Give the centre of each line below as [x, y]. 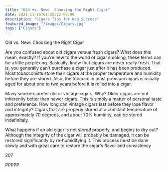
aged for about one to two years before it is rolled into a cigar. [69, 84]
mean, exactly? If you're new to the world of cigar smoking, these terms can [83, 57]
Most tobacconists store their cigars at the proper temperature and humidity [83, 73]
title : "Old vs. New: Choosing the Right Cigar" [58, 10]
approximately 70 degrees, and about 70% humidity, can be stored [74, 115]
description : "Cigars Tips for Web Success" [52, 19]
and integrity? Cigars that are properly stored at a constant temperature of [82, 110]
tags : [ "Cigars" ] [23, 28]
